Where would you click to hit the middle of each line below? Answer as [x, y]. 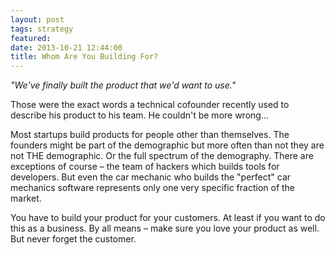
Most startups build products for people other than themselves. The [150, 135]
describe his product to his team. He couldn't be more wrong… [140, 115]
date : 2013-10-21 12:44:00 [66, 47]
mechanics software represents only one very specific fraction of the [153, 188]
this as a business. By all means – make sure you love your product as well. [165, 228]
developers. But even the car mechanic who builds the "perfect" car [151, 177]
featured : [31, 38]
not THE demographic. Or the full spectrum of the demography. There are [162, 156]
